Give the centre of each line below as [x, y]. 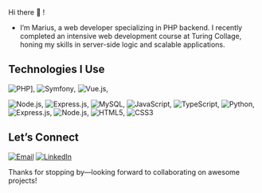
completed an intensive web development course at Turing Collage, [131, 36]
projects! [23, 180]
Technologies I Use [57, 69]
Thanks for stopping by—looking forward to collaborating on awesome [124, 172]
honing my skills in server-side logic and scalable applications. [122, 44]
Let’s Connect [44, 138]
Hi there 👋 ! [27, 12]
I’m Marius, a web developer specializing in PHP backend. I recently [131, 27]
